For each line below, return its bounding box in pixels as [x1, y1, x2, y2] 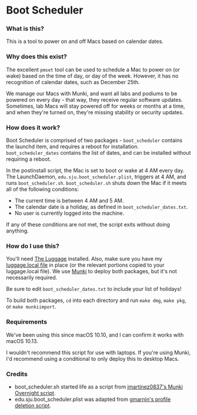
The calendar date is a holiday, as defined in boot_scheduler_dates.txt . [14, 204, 188, 211]
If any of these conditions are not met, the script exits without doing [6, 221, 171, 228]
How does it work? [6, 123, 61, 131]
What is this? [6, 25, 44, 33]
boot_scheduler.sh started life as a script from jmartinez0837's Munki [14, 383, 183, 390]
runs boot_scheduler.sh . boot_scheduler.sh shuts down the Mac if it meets [6, 180, 187, 187]
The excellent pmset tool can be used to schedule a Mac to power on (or [6, 66, 181, 73]
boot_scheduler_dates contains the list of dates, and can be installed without [6, 150, 191, 157]
